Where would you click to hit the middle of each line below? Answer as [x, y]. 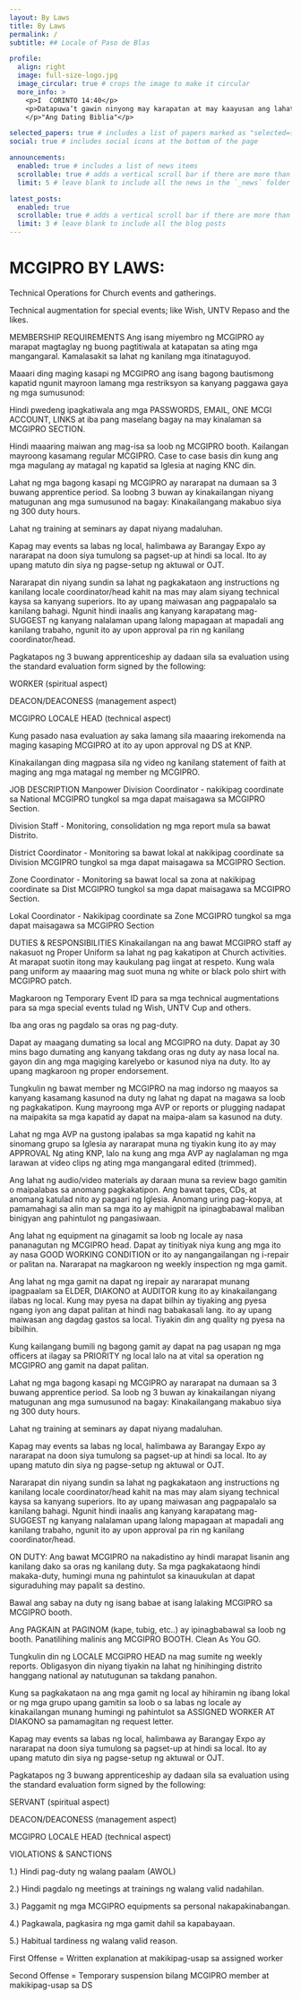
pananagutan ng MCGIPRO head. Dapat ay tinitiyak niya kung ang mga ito [145, 1245]
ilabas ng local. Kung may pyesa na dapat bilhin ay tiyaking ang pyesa [138, 1300]
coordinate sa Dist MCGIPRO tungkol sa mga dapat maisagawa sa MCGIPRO [150, 888]
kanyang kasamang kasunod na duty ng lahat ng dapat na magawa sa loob [147, 1097]
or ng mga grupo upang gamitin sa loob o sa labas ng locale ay [125, 1702]
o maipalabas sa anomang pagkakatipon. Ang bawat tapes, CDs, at [133, 1189]
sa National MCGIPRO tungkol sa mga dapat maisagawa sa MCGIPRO [138, 799]
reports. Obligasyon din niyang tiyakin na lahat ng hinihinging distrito [136, 1666]
